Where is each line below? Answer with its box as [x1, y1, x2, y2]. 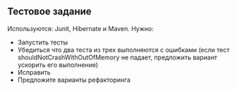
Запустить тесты [17, 38, 68, 47]
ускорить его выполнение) [17, 60, 99, 69]
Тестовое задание [7, 6, 92, 18]
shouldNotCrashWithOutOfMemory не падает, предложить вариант [17, 53, 217, 61]
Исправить [17, 68, 51, 76]
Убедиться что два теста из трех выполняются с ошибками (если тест [17, 45, 230, 54]
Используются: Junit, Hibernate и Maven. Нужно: [7, 24, 154, 32]
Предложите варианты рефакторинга [17, 75, 130, 84]
